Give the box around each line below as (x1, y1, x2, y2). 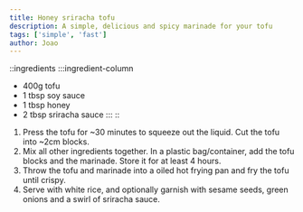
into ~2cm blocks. (22, 136, 90, 147)
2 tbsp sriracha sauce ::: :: (22, 109, 120, 120)
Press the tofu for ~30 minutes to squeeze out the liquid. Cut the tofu (22, 127, 280, 138)
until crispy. (22, 175, 66, 186)
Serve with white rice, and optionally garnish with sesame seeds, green (22, 184, 289, 195)
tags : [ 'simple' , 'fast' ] (9, 30, 107, 39)
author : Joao (9, 38, 59, 48)
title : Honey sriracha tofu (9, 13, 116, 23)
